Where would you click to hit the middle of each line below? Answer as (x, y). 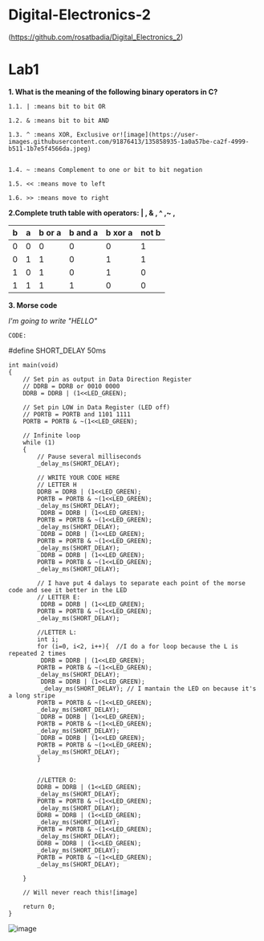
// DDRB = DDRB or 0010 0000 (71, 386)
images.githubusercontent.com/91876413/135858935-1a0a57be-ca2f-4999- (129, 141)
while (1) (39, 442)
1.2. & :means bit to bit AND (59, 121)
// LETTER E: (59, 597)
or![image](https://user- (155, 134)
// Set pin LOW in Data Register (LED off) (97, 407)
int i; (48, 639)
